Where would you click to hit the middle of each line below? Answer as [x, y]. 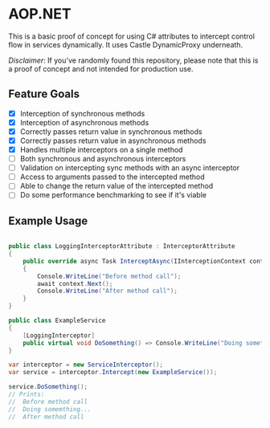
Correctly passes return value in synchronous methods [111, 131]
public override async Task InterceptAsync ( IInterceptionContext [135, 261]
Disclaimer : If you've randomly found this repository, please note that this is [133, 60]
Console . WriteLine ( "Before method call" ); [109, 276]
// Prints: [27, 394]
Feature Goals [44, 94]
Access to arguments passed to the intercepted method [112, 177]
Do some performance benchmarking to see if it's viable [113, 195]
